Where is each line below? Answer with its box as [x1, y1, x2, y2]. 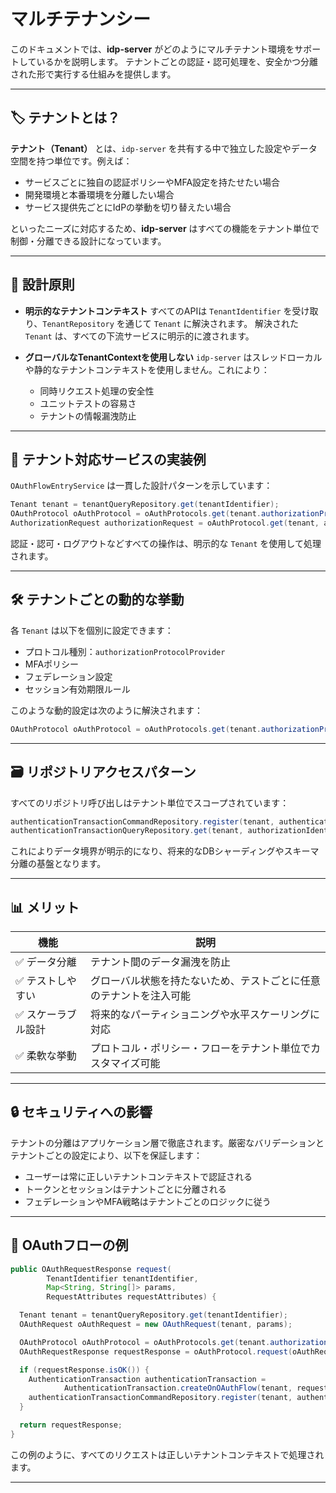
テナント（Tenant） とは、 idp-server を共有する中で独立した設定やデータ [10, 142, 318, 154]
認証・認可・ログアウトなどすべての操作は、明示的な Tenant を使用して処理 [10, 538, 322, 549]
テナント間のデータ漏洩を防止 [89, 955, 231, 969]
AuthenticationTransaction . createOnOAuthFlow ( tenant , [63, 1383, 293, 1394]
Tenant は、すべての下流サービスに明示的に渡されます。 [24, 330, 255, 342]
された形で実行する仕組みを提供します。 [10, 68, 177, 80]
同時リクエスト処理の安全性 [39, 385, 155, 397]
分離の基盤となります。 [10, 858, 107, 870]
